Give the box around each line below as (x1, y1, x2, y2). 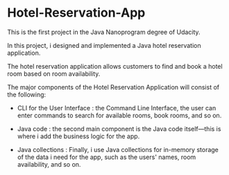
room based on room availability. (7, 69, 101, 78)
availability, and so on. (17, 160, 81, 168)
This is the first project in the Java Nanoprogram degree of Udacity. (7, 28, 201, 36)
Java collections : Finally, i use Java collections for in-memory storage (17, 145, 219, 153)
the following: (7, 90, 46, 99)
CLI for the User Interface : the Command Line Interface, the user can (17, 103, 217, 112)
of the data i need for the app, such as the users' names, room (17, 153, 196, 161)
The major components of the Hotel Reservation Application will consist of (7, 83, 220, 91)
